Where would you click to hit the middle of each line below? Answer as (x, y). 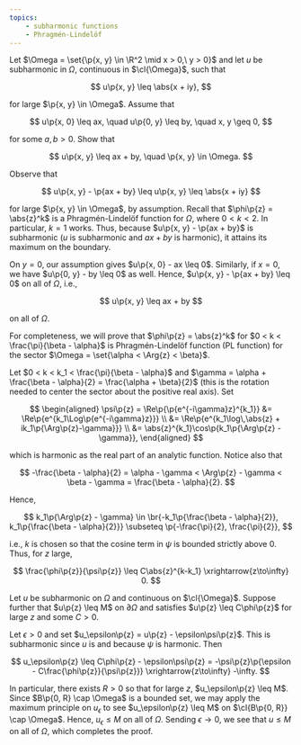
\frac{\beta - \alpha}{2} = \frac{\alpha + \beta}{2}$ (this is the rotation (139, 382)
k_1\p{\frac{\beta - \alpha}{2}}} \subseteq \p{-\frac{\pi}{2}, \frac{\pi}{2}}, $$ (151, 526)
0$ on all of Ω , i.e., (44, 283)
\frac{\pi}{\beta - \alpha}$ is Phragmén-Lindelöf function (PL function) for (146, 346)
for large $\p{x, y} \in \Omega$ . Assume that (92, 104)
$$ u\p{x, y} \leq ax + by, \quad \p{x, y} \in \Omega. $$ (151, 157)
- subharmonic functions (72, 26)
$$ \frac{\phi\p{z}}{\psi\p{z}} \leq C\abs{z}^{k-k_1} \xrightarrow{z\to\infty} (151, 571)
